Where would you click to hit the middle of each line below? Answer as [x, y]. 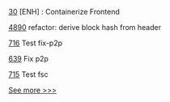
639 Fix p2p [28, 59]
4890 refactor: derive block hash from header [85, 27]
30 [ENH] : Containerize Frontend [64, 12]
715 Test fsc [28, 74]
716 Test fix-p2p [36, 43]
